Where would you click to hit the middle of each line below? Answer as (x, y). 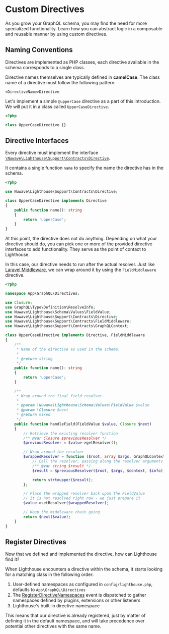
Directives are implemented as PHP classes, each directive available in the (82, 62)
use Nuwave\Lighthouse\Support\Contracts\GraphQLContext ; (67, 326)
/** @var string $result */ (62, 466)
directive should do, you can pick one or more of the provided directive (79, 244)
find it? (12, 559)
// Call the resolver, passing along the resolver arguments (98, 461)
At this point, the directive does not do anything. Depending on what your (81, 239)
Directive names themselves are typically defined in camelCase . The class (82, 77)
